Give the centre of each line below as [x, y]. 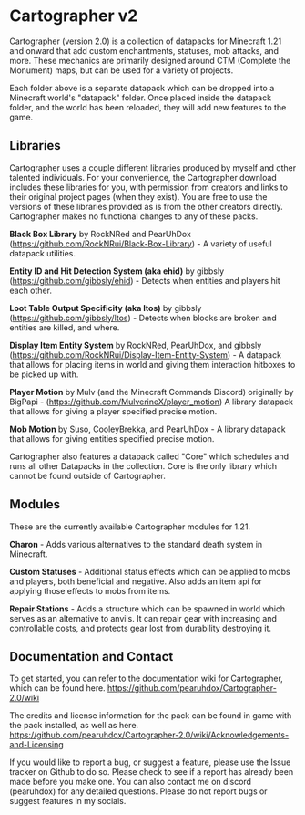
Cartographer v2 [74, 16]
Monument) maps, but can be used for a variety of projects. [122, 70]
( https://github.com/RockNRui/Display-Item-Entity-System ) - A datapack [146, 355]
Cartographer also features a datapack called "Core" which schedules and [149, 456]
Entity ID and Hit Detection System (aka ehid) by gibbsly [117, 271]
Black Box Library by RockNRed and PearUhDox [100, 234]
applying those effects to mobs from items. [90, 590]
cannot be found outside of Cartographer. [88, 475]
